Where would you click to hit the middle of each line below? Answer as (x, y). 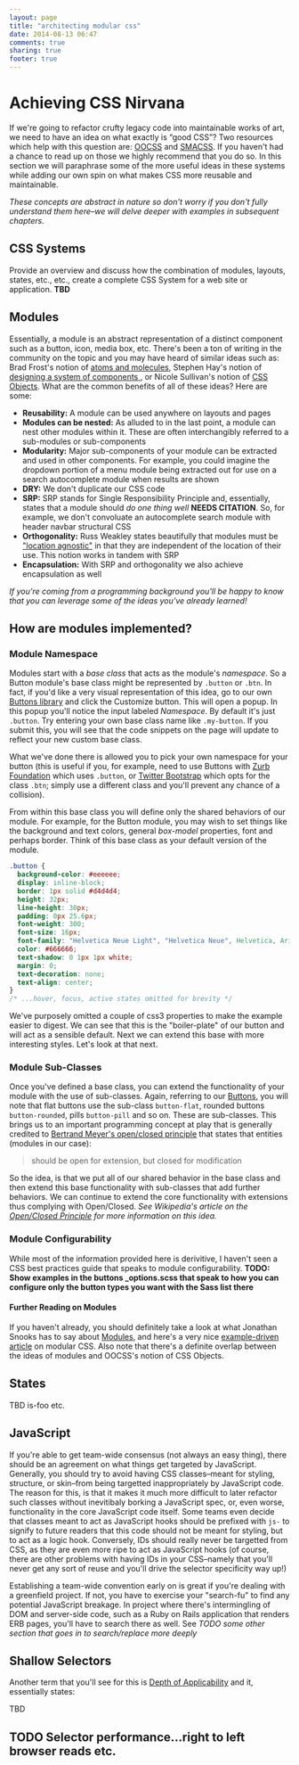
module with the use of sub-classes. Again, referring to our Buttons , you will (149, 1096)
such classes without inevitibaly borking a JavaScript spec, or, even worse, (147, 1502)
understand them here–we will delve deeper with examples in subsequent (144, 211)
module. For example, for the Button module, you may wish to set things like (148, 822)
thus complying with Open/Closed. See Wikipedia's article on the (129, 1207)
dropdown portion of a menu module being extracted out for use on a (149, 470)
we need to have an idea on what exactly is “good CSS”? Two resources (141, 137)
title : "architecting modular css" (75, 26)
